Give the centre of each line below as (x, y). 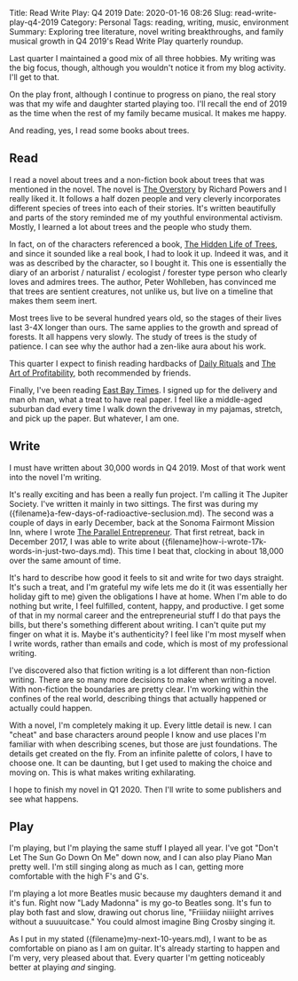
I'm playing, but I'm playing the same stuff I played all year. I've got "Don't (144, 848)
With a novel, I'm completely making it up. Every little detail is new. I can (141, 725)
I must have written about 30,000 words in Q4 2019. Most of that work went (148, 467)
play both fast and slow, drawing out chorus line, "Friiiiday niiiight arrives (142, 913)
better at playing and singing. (63, 968)
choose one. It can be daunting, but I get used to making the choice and (141, 763)
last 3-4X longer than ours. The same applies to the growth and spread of (144, 327)
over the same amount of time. (65, 560)
